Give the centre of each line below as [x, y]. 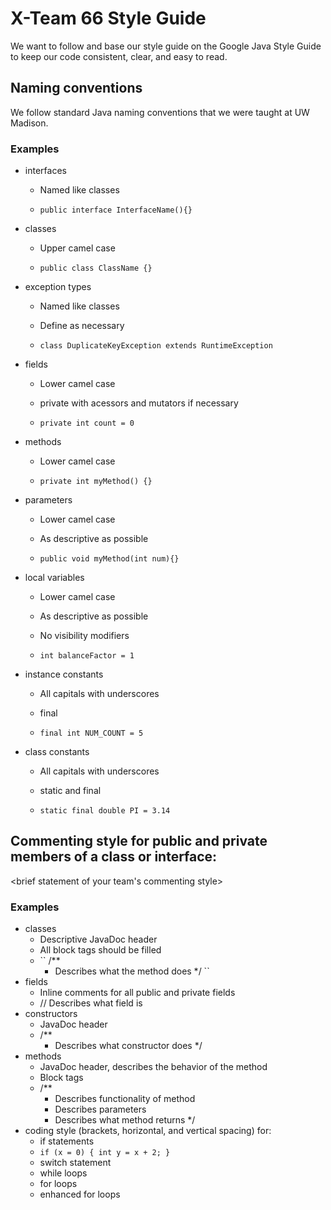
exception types [58, 287]
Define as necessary [82, 326]
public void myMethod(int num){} [109, 559]
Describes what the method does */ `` [132, 971]
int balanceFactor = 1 [87, 656]
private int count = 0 [87, 423]
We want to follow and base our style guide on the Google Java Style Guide [166, 46]
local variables [54, 578]
